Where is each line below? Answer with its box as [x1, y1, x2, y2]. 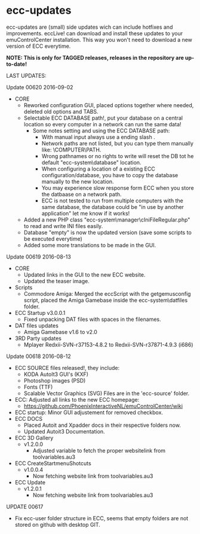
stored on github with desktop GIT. [14, 521, 100, 528]
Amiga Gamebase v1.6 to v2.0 [23, 328, 97, 335]
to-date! [6, 60, 27, 68]
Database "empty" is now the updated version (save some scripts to [23, 229, 192, 236]
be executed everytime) [23, 235, 82, 242]
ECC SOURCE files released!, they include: [14, 364, 120, 371]
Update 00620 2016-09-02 [6, 83, 73, 90]
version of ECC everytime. [6, 43, 71, 50]
